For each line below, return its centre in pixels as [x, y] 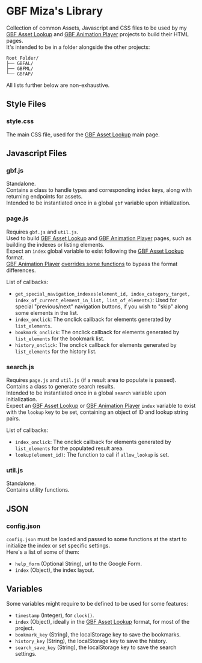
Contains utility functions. [38, 490]
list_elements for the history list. [56, 351]
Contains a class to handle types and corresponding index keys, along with [99, 190]
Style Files [26, 104]
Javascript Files [37, 154]
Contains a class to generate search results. [61, 386]
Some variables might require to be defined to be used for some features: [97, 603]
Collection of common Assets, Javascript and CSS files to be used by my [97, 28]
